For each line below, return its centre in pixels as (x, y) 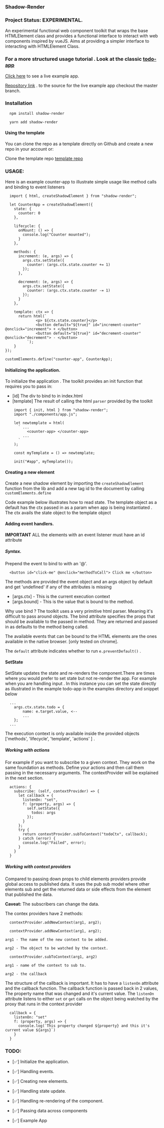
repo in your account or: (29, 149)
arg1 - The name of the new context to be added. (57, 940)
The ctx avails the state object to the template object (58, 512)
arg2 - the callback (26, 974)
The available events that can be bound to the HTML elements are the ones (81, 636)
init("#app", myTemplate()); (44, 461)
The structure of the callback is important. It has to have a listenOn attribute (82, 983)
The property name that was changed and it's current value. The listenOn (80, 994)
